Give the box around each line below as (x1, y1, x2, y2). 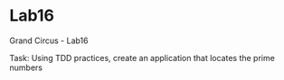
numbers (9, 62, 43, 73)
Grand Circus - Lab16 (9, 35, 89, 46)
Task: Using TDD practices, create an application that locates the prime (9, 52, 276, 63)
